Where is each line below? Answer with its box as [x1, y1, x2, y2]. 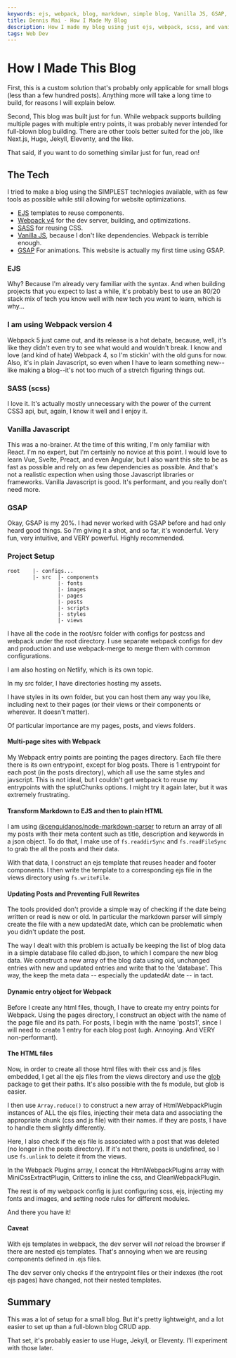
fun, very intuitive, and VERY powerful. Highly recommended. [7, 533, 185, 543]
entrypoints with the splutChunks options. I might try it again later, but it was [7, 783, 228, 791]
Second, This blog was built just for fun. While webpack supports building [7, 112, 221, 121]
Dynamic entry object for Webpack [7, 987, 112, 996]
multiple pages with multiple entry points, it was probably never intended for [7, 120, 228, 128]
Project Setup [7, 551, 55, 561]
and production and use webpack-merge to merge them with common [7, 644, 211, 653]
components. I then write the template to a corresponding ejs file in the [7, 866, 213, 875]
